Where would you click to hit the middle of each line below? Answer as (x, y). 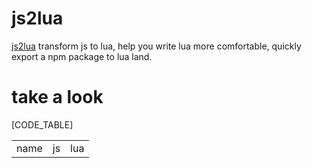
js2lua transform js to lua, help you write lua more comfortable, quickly (156, 46)
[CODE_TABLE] (42, 124)
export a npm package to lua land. (82, 56)
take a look (57, 97)
